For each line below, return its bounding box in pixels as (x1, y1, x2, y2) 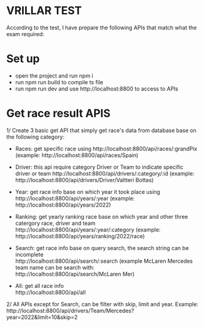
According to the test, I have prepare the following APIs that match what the (6, 24, 197, 31)
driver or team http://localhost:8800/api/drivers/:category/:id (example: (15, 169, 195, 177)
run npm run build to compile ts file (15, 78, 104, 86)
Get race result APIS (6, 106, 111, 120)
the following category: (6, 133, 65, 141)
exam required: (6, 30, 45, 37)
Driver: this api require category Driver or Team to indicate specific (15, 163, 184, 171)
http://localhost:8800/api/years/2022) (15, 201, 111, 208)
